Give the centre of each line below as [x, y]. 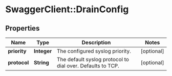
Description [96, 43]
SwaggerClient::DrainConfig [67, 9]
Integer [43, 51]
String [42, 62]
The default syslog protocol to [93, 59]
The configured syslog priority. [94, 51]
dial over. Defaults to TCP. [88, 66]
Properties [23, 28]
